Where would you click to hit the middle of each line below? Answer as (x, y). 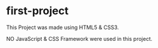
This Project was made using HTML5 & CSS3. (62, 27)
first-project (38, 11)
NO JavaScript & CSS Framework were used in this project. (79, 39)
